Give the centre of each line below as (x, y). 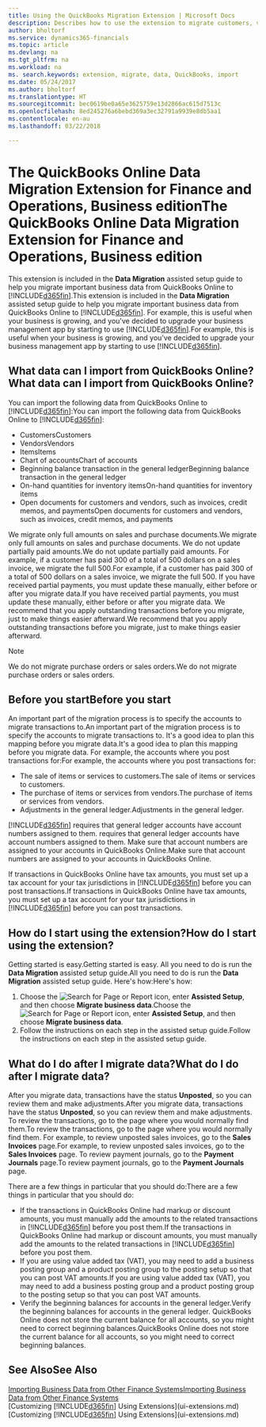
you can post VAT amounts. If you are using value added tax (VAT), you (135, 1277)
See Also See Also (53, 1370)
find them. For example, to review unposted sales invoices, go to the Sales (130, 1137)
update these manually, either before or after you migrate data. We (117, 602)
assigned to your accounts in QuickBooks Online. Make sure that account (127, 850)
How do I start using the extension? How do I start (132, 933)
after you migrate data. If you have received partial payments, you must (123, 593)
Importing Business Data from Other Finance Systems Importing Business (127, 1389)
